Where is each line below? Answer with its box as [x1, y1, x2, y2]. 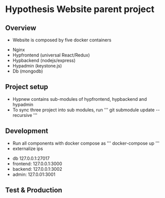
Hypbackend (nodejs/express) [12, 57, 76, 63]
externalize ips [12, 145, 43, 152]
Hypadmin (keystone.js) [12, 63, 62, 69]
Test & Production [5, 186, 62, 194]
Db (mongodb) [12, 68, 43, 74]
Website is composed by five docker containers [12, 37, 112, 43]
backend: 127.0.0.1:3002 [12, 166, 62, 172]
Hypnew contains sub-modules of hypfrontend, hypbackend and [12, 96, 147, 102]
